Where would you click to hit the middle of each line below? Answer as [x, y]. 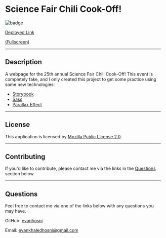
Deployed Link [20, 32]
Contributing [25, 157]
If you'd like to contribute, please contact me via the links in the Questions [81, 168]
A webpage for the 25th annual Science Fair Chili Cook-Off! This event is [79, 74]
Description [23, 62]
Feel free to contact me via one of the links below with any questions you [80, 206]
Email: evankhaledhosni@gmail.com [42, 230]
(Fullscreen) [17, 42]
